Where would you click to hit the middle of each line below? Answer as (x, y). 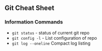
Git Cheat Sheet (29, 8)
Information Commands (34, 22)
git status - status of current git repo (51, 33)
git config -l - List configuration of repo (54, 38)
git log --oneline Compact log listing (51, 43)
